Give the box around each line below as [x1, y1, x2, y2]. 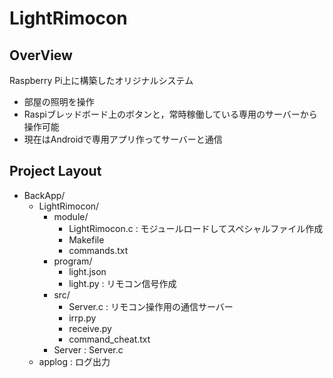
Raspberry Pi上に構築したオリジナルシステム [9, 75, 194, 86]
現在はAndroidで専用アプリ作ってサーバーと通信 [23, 133, 223, 145]
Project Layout [9, 163, 102, 180]
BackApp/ [23, 189, 66, 201]
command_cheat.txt [68, 333, 151, 345]
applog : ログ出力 [38, 355, 111, 367]
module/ [53, 210, 89, 222]
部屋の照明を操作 [23, 96, 95, 107]
